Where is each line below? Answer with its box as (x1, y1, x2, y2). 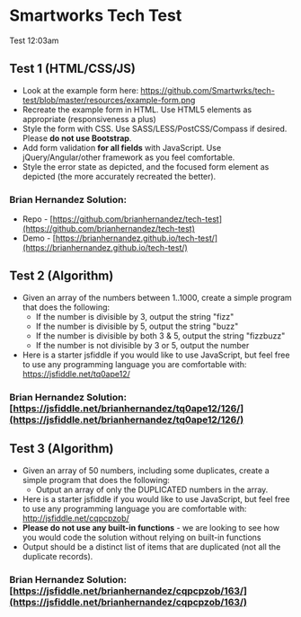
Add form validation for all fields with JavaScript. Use (22, 142, 222, 153)
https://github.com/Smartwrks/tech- (140, 84, 276, 95)
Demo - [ (22, 233, 57, 243)
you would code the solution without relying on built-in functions (22, 532, 261, 542)
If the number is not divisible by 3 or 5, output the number (35, 339, 250, 350)
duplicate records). (22, 551, 93, 561)
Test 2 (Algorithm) (9, 269, 114, 284)
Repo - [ (22, 214, 54, 225)
